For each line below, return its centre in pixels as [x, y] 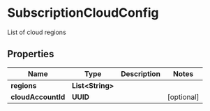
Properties [31, 54]
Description [141, 73]
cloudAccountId [38, 97]
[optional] [183, 97]
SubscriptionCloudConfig [83, 13]
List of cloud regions [37, 32]
